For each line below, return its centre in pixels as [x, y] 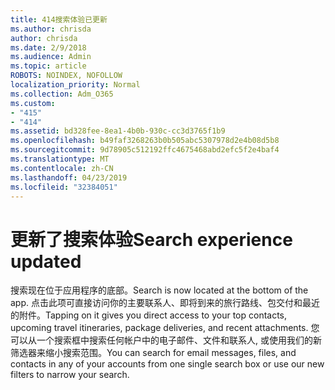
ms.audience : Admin [51, 57]
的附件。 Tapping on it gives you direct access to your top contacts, [149, 315]
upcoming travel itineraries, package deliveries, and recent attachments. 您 [165, 328]
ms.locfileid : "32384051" [64, 187]
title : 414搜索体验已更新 [59, 19]
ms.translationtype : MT [60, 159]
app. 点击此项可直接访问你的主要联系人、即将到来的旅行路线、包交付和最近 [165, 303]
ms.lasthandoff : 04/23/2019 [69, 177]
